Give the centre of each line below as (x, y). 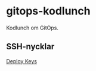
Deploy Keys (22, 61)
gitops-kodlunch (48, 11)
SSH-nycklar (30, 47)
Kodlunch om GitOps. (32, 28)
